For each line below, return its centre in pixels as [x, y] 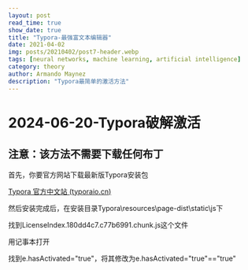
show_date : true [35, 30]
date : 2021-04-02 [37, 45]
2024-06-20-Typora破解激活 [104, 122]
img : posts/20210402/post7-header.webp [74, 52]
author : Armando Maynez [47, 74]
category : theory [37, 67]
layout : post [30, 15]
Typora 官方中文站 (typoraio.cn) [60, 191]
